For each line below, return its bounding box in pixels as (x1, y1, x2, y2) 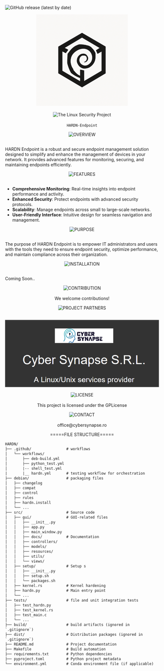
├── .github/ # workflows (5, 447, 91, 452)
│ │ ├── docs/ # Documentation (5, 535, 99, 540)
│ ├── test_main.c (5, 613, 47, 618)
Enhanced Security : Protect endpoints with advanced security (12, 196, 139, 202)
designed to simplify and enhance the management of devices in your (5, 151, 145, 157)
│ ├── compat (5, 486, 36, 491)
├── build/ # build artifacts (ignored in (5, 623, 130, 628)
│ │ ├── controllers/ (5, 540, 58, 545)
